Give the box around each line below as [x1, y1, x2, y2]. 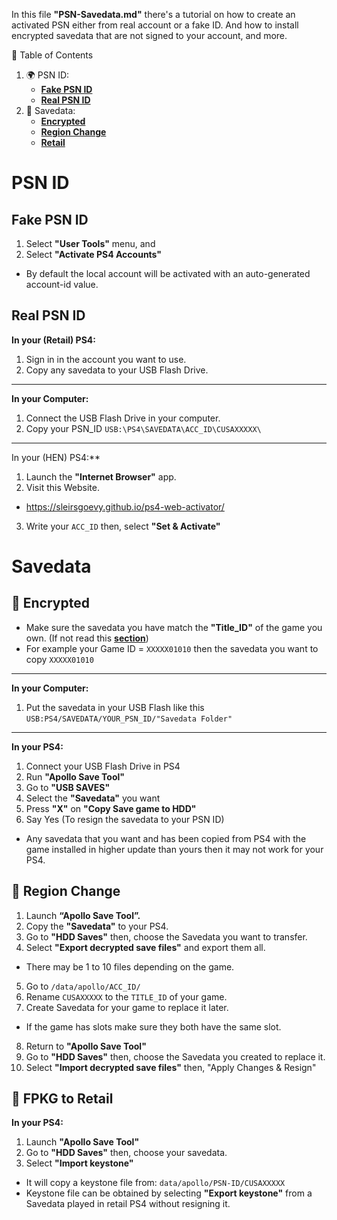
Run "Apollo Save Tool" [25, 770, 126, 783]
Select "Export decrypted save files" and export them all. [25, 941, 266, 953]
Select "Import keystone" [25, 1157, 134, 1169]
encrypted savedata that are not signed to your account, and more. [11, 30, 288, 41]
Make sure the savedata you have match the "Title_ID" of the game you [25, 621, 323, 633]
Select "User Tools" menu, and [25, 238, 156, 249]
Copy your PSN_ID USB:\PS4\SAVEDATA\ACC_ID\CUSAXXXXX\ [25, 422, 262, 434]
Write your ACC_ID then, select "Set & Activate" [25, 520, 221, 532]
